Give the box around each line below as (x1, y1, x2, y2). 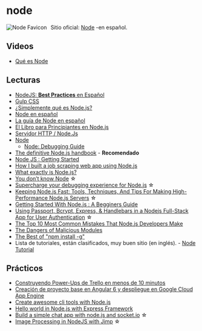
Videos (6, 41, 34, 52)
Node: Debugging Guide (24, 142, 85, 150)
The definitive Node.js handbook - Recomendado (15, 149, 140, 156)
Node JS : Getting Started (15, 155, 80, 162)
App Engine (15, 292, 44, 299)
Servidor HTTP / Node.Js (15, 130, 79, 137)
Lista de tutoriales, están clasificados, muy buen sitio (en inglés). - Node (15, 239, 196, 246)
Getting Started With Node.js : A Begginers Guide (15, 201, 138, 208)
